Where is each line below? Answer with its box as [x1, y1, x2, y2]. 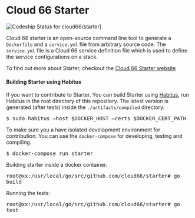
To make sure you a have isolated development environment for [6, 126, 161, 133]
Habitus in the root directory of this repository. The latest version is [6, 98, 169, 105]
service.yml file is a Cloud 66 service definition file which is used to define [6, 47, 188, 54]
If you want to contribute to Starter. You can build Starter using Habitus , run [6, 91, 190, 98]
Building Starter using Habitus [6, 78, 81, 85]
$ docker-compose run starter [6, 150, 94, 157]
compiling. [6, 139, 32, 146]
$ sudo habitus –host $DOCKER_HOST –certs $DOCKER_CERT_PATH [6, 115, 187, 122]
